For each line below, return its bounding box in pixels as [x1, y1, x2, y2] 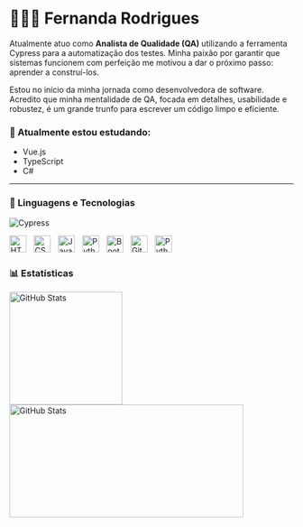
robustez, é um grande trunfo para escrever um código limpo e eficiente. [9, 103, 280, 114]
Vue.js [22, 146, 47, 157]
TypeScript [22, 156, 64, 167]
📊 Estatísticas [9, 267, 74, 280]
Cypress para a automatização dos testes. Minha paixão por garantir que [9, 47, 280, 58]
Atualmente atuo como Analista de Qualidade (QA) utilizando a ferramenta [9, 38, 288, 49]
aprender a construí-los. [9, 67, 99, 78]
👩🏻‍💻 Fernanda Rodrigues [9, 8, 200, 29]
